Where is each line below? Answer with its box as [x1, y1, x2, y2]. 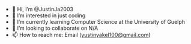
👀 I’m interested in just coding [11, 12, 86, 19]
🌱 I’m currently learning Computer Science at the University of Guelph [11, 18, 185, 25]
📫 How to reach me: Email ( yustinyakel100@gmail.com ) [11, 32, 151, 38]
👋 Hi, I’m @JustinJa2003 [11, 6, 74, 12]
